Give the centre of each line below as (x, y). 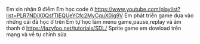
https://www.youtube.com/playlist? (138, 9)
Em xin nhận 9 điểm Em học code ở (50, 9)
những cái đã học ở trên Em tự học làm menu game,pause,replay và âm (94, 22)
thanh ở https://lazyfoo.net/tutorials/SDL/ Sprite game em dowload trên (94, 28)
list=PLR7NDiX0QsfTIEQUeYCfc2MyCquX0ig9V (65, 15)
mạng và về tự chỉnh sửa (36, 34)
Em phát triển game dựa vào (159, 15)
